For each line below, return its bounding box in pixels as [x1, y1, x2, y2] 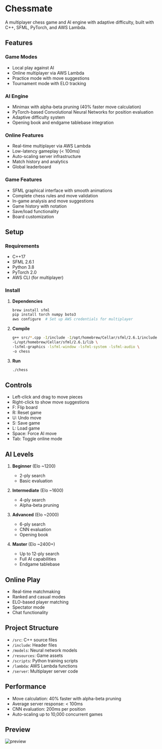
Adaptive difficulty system [12, 114, 65, 120]
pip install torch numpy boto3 [12, 312, 76, 317]
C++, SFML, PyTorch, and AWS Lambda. [5, 24, 87, 30]
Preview [5, 725, 31, 734]
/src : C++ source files [12, 637, 57, 643]
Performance [5, 683, 46, 691]
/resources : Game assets [12, 653, 63, 658]
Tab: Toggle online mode [12, 436, 63, 442]
